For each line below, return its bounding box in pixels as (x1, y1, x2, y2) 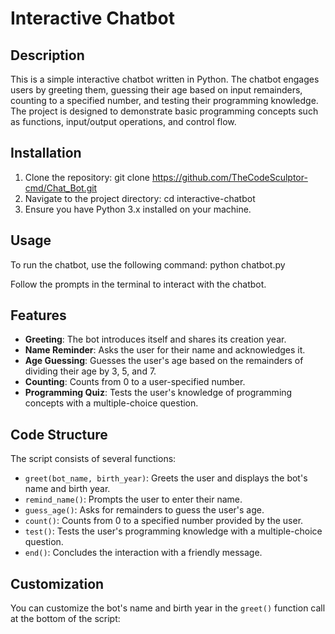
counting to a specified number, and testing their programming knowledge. (10, 95, 319, 106)
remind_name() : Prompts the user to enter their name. (24, 493, 243, 506)
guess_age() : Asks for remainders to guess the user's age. (24, 504, 265, 516)
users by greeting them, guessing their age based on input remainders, (10, 84, 303, 96)
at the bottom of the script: (10, 613, 121, 625)
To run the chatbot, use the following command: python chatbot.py (10, 258, 286, 271)
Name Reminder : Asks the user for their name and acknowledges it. (24, 344, 306, 356)
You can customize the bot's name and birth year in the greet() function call (10, 602, 326, 614)
